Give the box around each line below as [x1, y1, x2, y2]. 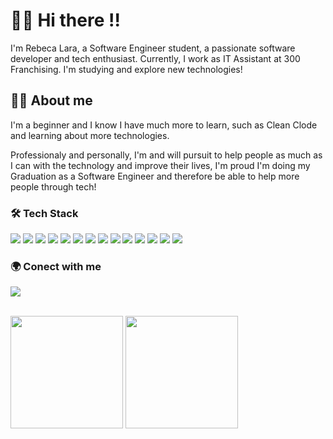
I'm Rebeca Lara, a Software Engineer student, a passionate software [10, 42, 296, 54]
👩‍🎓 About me [10, 92, 93, 109]
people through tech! [10, 180, 97, 193]
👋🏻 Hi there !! [10, 9, 121, 32]
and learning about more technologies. [10, 129, 170, 141]
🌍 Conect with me [10, 259, 102, 273]
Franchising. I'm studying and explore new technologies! [10, 63, 243, 75]
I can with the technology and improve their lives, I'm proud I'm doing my [10, 159, 311, 171]
